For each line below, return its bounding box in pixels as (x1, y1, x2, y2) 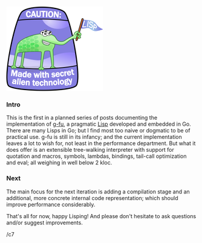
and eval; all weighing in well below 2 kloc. (6, 159, 112, 166)
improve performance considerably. (6, 201, 96, 208)
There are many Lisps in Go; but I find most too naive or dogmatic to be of (6, 127, 191, 134)
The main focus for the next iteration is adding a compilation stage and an (6, 188, 191, 195)
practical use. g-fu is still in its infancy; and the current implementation (6, 134, 183, 141)
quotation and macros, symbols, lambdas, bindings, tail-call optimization (6, 152, 187, 160)
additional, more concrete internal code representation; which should (6, 194, 178, 201)
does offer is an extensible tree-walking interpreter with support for (6, 146, 174, 154)
